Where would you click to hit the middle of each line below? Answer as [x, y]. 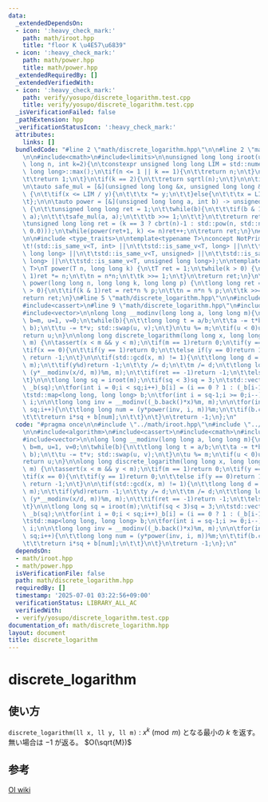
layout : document [37, 632]
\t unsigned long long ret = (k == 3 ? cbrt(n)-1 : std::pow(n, [130, 224]
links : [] [39, 142]
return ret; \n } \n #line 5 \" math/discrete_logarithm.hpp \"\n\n [128, 298]
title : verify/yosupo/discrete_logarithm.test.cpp [108, 105]
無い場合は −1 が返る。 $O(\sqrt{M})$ [70, 742]
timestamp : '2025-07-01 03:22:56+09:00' [83, 596]
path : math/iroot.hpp [58, 38]
